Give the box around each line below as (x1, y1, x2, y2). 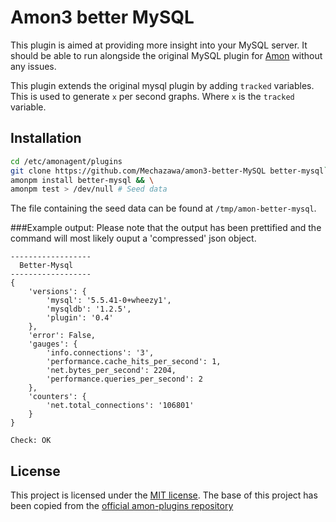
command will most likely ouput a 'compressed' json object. (10, 232, 257, 245)
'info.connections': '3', (46, 348, 155, 358)
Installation (10, 130, 82, 147)
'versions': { (28, 287, 87, 297)
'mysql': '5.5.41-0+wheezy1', (46, 296, 172, 306)
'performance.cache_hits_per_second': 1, (46, 357, 222, 367)
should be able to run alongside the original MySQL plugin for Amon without (10, 49, 323, 61)
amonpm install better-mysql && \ (10, 175, 155, 185)
